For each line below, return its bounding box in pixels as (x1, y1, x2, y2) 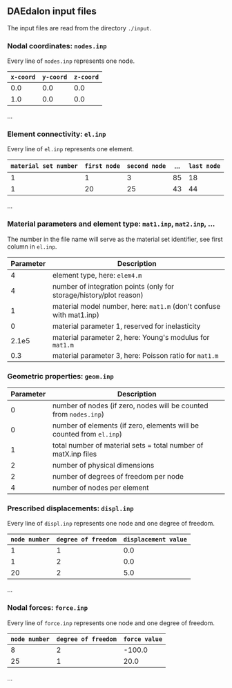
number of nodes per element (52, 483, 150, 493)
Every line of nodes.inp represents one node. (7, 57, 135, 65)
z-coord (73, 73, 99, 82)
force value (123, 635, 163, 643)
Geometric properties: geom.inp (7, 371, 114, 381)
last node (188, 162, 221, 170)
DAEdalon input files (7, 6, 97, 17)
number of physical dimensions (52, 461, 155, 470)
